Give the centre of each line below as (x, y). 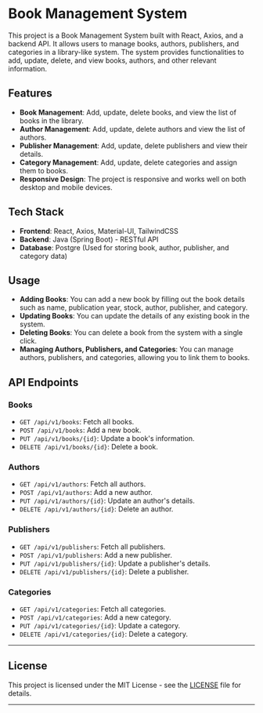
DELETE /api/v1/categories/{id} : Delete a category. (104, 634)
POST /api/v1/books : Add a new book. (80, 430)
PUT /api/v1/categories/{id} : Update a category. (100, 625)
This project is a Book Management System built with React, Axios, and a (126, 35)
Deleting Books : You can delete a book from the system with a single (131, 333)
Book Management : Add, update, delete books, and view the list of (128, 112)
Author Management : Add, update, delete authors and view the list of (132, 129)
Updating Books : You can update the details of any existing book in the (135, 316)
